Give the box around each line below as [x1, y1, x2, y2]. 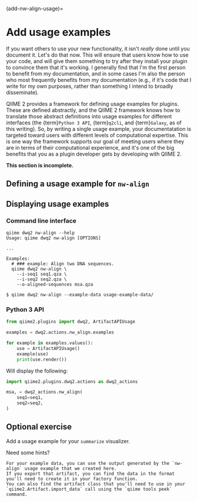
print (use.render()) [16, 356, 67, 362]
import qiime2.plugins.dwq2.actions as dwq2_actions [6, 378, 138, 385]
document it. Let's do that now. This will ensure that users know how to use [6, 51, 189, 58]
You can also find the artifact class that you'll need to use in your [6, 481, 185, 487]
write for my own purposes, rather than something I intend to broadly [6, 82, 173, 90]
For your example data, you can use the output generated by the [6, 460, 169, 466]
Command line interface [6, 216, 76, 224]
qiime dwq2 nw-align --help [6, 230, 75, 236]
